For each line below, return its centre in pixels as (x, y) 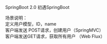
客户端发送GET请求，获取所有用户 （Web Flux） (55, 36)
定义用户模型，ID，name (31, 24)
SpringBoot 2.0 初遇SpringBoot (37, 7)
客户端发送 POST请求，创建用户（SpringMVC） (55, 30)
